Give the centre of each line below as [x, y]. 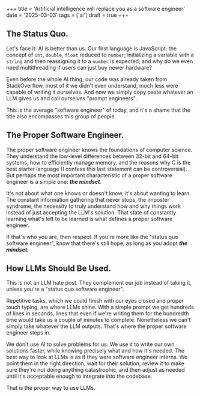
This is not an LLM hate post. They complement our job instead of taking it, [99, 283]
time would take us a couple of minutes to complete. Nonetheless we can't [98, 320]
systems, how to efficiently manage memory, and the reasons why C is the [98, 162]
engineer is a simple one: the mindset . [54, 181]
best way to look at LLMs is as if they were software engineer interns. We [97, 357]
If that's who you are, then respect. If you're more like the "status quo [92, 237]
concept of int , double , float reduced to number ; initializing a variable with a [100, 55]
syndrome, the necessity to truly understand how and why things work [94, 206]
